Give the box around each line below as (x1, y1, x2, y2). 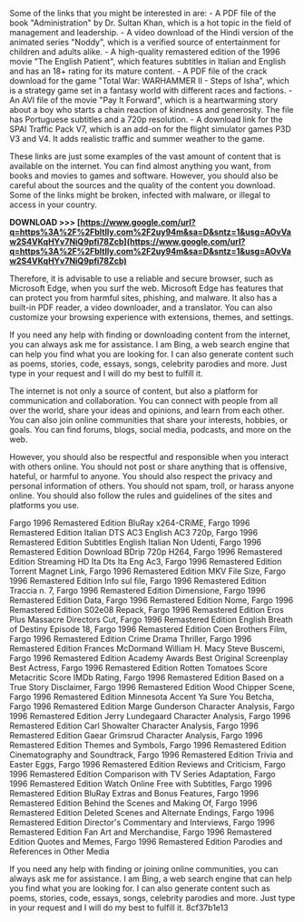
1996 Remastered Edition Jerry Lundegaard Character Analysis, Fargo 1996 (9, 711, 291, 721)
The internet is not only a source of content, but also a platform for (9, 386, 259, 396)
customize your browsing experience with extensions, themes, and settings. (9, 312, 294, 322)
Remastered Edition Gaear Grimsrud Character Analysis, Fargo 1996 (9, 730, 263, 740)
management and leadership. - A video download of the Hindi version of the (9, 27, 294, 37)
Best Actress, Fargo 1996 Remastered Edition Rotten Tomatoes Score (9, 663, 268, 673)
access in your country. (9, 199, 98, 210)
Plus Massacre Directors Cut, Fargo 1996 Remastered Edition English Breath (9, 614, 293, 625)
